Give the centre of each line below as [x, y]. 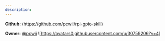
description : [19, 10]
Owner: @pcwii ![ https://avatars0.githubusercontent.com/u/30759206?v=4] [83, 33]
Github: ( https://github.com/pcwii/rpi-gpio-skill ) [54, 24]
